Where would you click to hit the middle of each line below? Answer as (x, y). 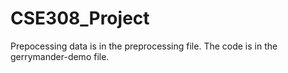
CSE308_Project (80, 18)
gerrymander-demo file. (60, 56)
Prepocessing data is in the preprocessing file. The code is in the (144, 46)
